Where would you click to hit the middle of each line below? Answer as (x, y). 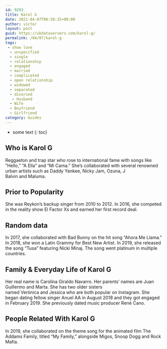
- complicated (24, 76)
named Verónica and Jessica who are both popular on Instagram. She (77, 292)
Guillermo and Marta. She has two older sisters (54, 287)
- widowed (20, 85)
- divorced (21, 94)
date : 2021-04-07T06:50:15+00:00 (40, 19)
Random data (26, 225)
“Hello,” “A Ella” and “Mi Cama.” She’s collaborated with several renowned (82, 165)
